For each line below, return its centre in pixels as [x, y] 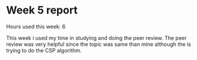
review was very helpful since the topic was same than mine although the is [99, 44]
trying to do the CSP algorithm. [44, 50]
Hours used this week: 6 [36, 26]
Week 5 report [42, 10]
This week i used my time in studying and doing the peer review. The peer [96, 38]
